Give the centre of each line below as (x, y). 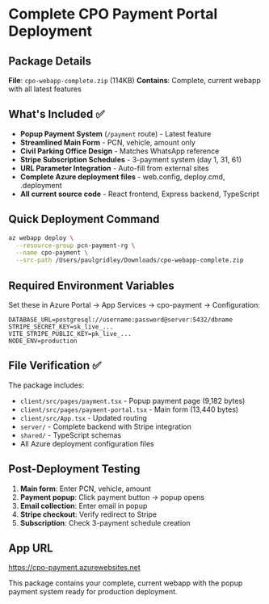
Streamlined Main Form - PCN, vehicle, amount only (108, 142)
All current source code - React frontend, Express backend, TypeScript (140, 194)
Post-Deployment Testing (74, 469)
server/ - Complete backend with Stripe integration (105, 426)
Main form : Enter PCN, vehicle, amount (85, 489)
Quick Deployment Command (84, 219)
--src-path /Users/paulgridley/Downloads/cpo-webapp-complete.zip (130, 260)
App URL (31, 548)
